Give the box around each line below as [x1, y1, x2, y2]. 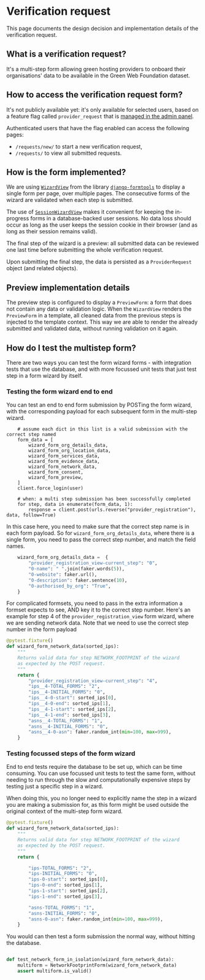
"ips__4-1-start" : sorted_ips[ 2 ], [28, 706, 117, 712]
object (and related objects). [6, 265, 78, 272]
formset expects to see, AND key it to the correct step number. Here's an [6, 606, 191, 613]
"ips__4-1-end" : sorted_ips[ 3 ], [28, 712, 112, 718]
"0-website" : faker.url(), [28, 571, 98, 578]
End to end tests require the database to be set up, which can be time [6, 763, 183, 771]
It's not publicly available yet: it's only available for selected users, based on [6, 106, 199, 113]
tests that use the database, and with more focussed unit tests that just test [6, 365, 197, 373]
